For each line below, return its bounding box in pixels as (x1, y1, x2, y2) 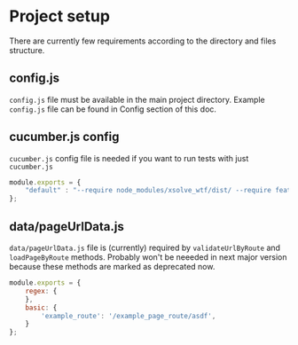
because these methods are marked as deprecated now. (9, 262, 216, 271)
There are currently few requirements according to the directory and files (9, 35, 277, 46)
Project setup (9, 6, 111, 27)
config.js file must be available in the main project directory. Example (9, 94, 265, 105)
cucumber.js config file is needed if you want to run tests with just (9, 153, 249, 163)
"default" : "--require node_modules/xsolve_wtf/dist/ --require (25, 186, 272, 195)
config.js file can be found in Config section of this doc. (9, 104, 217, 114)
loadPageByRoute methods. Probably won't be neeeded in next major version (9, 252, 287, 263)
